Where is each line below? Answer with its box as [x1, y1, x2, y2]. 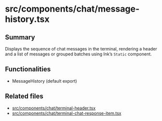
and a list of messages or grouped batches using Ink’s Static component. [5, 51, 152, 57]
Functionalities [5, 65, 51, 73]
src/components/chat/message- [5, 3, 140, 15]
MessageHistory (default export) [12, 78, 77, 84]
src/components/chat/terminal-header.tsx [12, 105, 96, 111]
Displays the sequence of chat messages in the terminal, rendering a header [5, 46, 157, 52]
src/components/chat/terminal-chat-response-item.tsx [12, 110, 122, 116]
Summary [5, 33, 35, 41]
